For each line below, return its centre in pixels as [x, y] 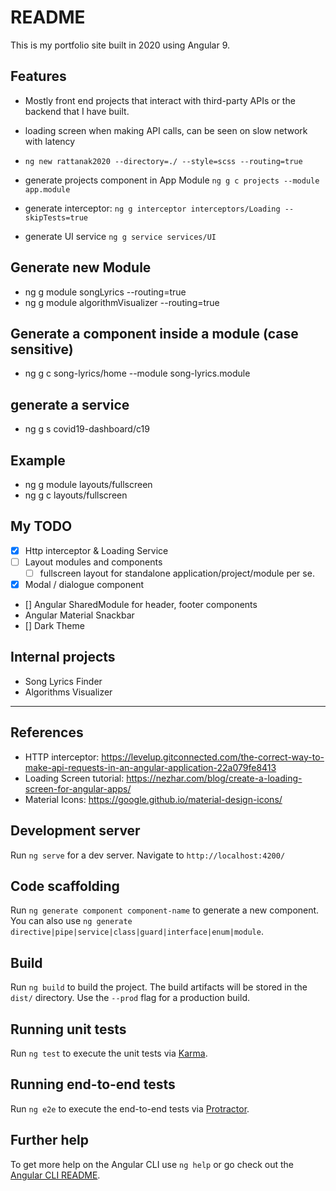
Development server [75, 831]
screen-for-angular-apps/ [78, 788]
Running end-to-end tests [93, 1084]
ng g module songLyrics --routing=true [105, 292]
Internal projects [63, 657]
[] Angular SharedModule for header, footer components [141, 605]
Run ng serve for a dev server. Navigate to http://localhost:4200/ [148, 855]
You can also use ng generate [71, 921]
